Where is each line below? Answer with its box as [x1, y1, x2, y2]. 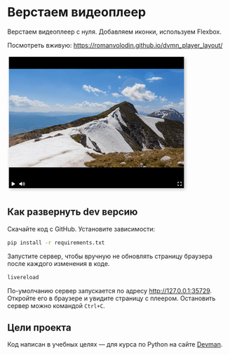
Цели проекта [7, 321, 72, 333]
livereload [7, 274, 39, 281]
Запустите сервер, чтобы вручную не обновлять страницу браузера [7, 252, 212, 260]
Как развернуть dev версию [7, 206, 138, 218]
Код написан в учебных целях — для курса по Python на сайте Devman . [7, 340, 223, 349]
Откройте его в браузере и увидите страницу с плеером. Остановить [7, 294, 216, 302]
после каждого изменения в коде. [7, 259, 110, 267]
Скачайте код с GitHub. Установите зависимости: [7, 225, 156, 233]
